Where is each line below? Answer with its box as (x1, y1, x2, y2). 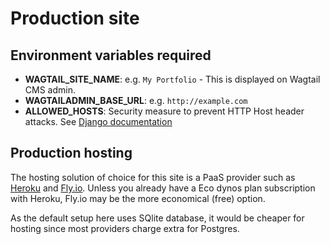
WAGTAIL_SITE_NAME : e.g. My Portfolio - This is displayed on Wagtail (24, 73, 321, 85)
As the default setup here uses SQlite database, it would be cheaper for (10, 212, 305, 224)
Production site (10, 7, 140, 30)
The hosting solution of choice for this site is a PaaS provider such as (10, 171, 296, 183)
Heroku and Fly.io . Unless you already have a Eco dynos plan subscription (10, 182, 316, 194)
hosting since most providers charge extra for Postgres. (10, 222, 240, 234)
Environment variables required (10, 47, 212, 64)
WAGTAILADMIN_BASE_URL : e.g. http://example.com (24, 95, 248, 106)
